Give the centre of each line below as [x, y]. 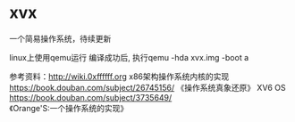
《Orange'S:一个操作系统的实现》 [69, 108]
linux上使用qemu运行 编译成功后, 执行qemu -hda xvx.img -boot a [129, 57]
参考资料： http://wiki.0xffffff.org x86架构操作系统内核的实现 [119, 76]
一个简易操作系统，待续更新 [60, 38]
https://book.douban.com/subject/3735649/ [91, 97]
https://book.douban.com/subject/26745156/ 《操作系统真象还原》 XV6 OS [147, 87]
